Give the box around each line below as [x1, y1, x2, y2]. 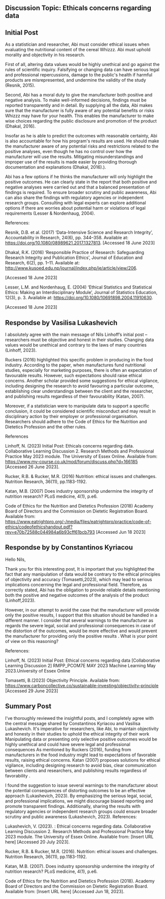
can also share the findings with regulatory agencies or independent [5, 194, 144, 201]
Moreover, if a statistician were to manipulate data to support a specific [5, 403, 149, 409]
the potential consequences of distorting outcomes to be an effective [5, 787, 146, 793]
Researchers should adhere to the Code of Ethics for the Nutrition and [5, 418, 147, 425]
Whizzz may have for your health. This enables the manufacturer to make [5, 113, 154, 119]
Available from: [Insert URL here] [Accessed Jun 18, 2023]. [5, 888, 125, 894]
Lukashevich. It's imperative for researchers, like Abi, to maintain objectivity [5, 726, 159, 732]
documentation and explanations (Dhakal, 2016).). [5, 164, 106, 170]
